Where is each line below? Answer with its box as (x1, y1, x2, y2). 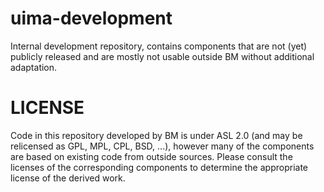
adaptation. (10, 61, 58, 73)
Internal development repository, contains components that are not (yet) (10, 40, 308, 52)
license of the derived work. (10, 172, 126, 184)
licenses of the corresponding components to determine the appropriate (10, 161, 308, 173)
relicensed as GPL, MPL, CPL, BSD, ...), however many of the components (10, 140, 315, 152)
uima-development (10, 7, 173, 30)
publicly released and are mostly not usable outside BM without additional (10, 50, 315, 62)
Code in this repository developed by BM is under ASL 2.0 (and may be (10, 129, 303, 141)
